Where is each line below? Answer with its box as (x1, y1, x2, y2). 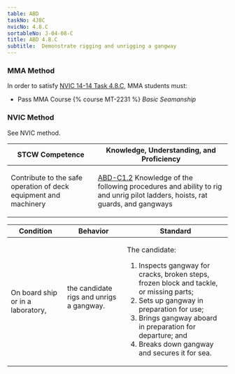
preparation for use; (138, 304, 204, 314)
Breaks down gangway (138, 339, 214, 349)
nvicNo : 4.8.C (7, 23, 49, 30)
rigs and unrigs (66, 292, 117, 301)
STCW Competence (17, 150, 85, 159)
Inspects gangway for (138, 260, 211, 270)
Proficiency (141, 154, 181, 164)
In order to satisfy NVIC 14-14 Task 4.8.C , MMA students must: (7, 82, 187, 90)
